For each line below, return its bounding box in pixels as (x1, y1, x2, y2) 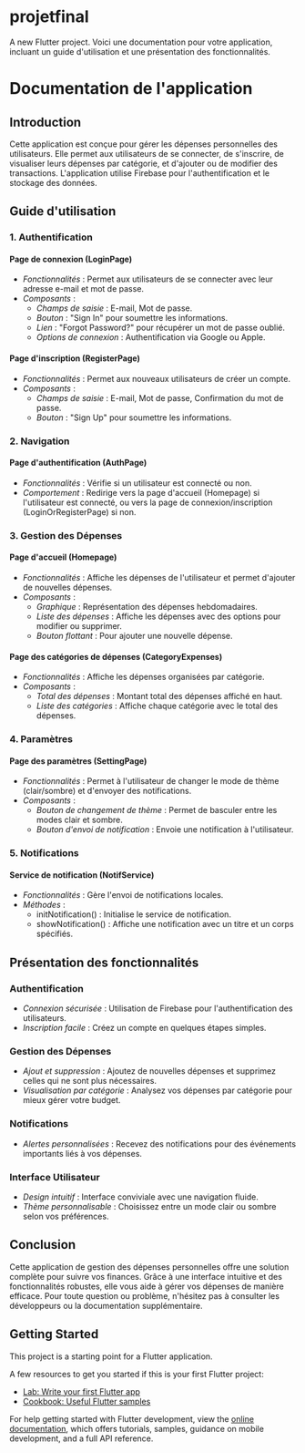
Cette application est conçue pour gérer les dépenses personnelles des (9, 139, 278, 149)
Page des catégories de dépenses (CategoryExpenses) (9, 651, 223, 662)
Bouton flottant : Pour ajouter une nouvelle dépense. (36, 630, 233, 641)
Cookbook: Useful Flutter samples (22, 1396, 151, 1407)
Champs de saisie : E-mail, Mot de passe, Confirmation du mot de (36, 392, 284, 403)
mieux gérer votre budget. (22, 1095, 121, 1106)
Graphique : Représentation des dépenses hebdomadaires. (36, 601, 258, 612)
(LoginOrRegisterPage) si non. (22, 506, 137, 517)
